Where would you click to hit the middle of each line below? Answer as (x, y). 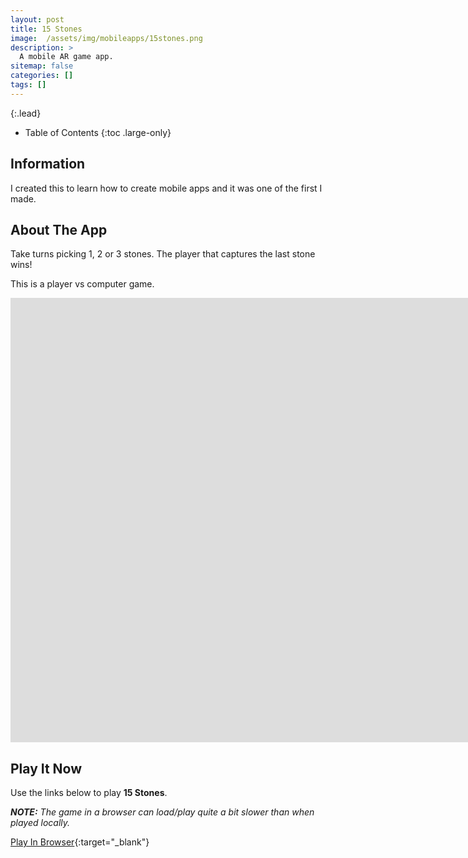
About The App (59, 229)
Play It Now (46, 768)
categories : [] (42, 76)
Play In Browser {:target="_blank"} (80, 842)
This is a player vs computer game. (82, 284)
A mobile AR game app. (66, 57)
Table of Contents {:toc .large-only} (98, 132)
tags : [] (28, 85)
